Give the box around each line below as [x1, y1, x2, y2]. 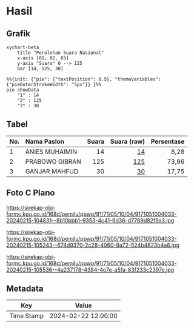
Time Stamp [9, 312, 44, 320]
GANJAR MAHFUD [25, 167, 79, 175]
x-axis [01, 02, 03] [17, 55, 69, 61]
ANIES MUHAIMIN [25, 147, 78, 156]
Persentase [150, 137, 185, 146]
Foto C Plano [6, 188, 55, 198]
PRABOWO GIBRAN [25, 157, 81, 166]
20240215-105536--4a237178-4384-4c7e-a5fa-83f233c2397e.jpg [6, 266, 175, 273]
